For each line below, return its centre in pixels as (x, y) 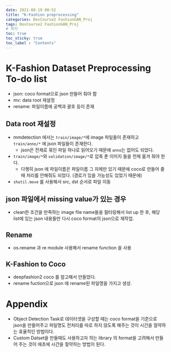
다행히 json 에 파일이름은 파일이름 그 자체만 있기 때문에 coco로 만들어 (90, 169)
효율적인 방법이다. (36, 331)
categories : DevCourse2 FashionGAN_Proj (49, 19)
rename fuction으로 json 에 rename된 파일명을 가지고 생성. (72, 283)
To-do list (26, 79)
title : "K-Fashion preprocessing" (42, 15)
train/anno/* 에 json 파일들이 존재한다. (53, 143)
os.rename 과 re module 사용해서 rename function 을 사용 (72, 248)
